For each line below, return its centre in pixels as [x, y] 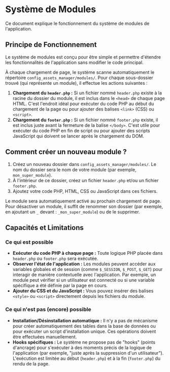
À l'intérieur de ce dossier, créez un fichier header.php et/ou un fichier [86, 180]
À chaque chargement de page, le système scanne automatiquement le [80, 72]
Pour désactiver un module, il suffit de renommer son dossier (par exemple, [84, 206]
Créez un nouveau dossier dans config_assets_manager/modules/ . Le [84, 164]
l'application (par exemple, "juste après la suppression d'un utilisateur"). [88, 353]
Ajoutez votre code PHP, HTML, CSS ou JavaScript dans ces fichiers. [85, 191]
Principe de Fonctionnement [51, 45]
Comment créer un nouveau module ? [66, 152]
